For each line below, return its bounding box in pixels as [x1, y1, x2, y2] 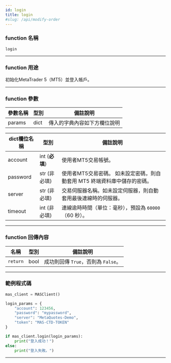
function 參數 [5, 95, 39, 102]
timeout [8, 208, 26, 215]
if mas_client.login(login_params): [5, 334, 83, 339]
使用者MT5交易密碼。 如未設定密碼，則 [62, 170, 156, 177]
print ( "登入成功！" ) [14, 339, 54, 344]
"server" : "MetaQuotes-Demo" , [14, 315, 79, 320]
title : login [5, 12, 33, 17]
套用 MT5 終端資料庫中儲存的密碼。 [67, 177, 152, 185]
